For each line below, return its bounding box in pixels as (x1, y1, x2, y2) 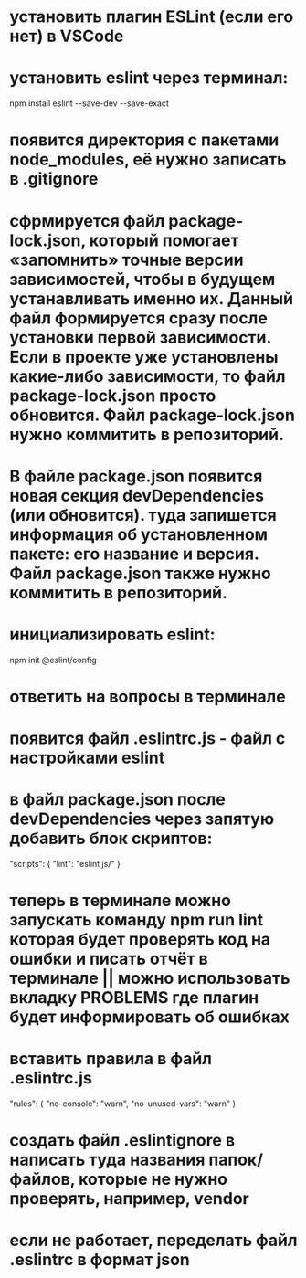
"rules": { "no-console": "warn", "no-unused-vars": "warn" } (9, 1098, 237, 1109)
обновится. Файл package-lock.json (9, 405, 295, 426)
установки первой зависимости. (9, 327, 272, 348)
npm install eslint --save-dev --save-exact (9, 98, 169, 109)
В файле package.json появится (9, 466, 263, 486)
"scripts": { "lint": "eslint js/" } (9, 858, 121, 869)
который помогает (89, 230, 239, 250)
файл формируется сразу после (9, 308, 268, 328)
